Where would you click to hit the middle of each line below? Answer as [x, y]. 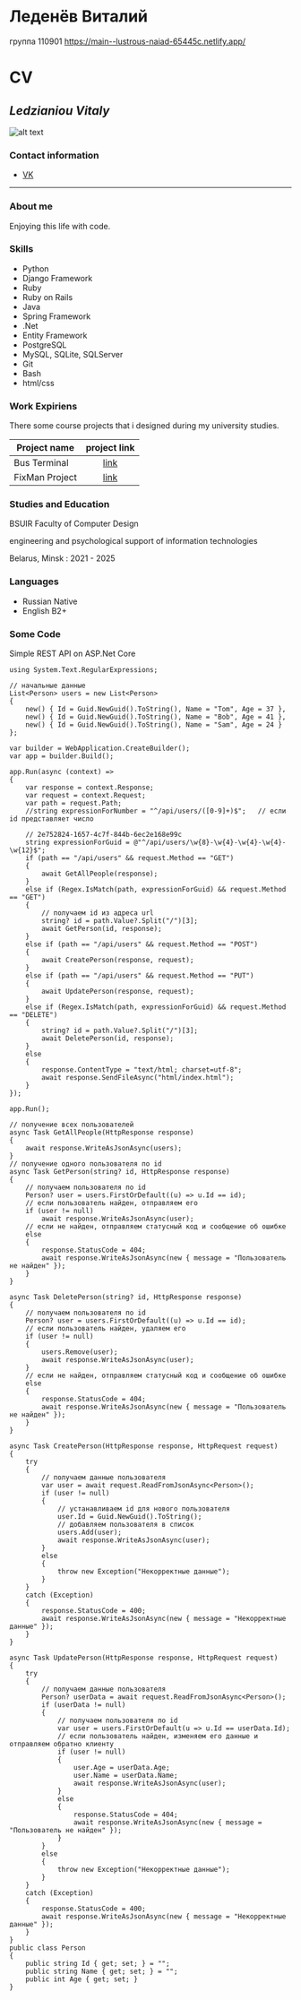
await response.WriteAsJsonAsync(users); [103, 1149]
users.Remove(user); [80, 1352]
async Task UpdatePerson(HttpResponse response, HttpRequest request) [144, 1658]
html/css [39, 383]
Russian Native [50, 601]
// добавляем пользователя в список [125, 1525]
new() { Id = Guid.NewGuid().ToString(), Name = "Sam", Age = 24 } [154, 725]
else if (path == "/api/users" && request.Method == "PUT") [140, 976]
